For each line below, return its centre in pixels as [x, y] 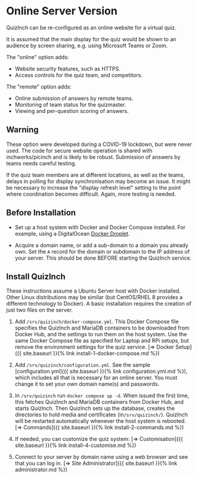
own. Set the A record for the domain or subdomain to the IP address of [102, 251]
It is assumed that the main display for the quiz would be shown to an [91, 39]
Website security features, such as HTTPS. [68, 68]
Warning [22, 130]
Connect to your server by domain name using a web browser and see [101, 457]
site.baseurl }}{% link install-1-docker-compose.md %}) [91, 354]
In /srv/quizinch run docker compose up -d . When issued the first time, [102, 395]
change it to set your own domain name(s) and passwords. [87, 384]
